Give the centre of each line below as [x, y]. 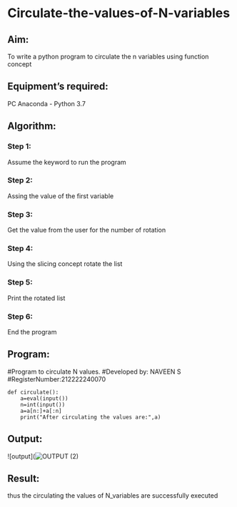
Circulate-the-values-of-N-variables [119, 13]
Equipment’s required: [58, 87]
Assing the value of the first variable [61, 196]
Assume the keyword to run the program [67, 162]
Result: [24, 478]
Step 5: [20, 282]
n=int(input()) [43, 404]
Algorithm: [32, 126]
